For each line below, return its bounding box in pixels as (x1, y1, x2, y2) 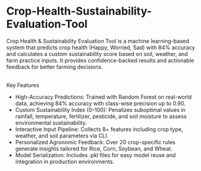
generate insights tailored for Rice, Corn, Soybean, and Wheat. (15, 145, 172, 152)
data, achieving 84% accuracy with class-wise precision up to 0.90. (15, 99, 186, 107)
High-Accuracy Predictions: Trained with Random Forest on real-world (15, 93, 192, 100)
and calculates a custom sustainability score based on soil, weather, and (6, 50, 188, 57)
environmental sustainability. (15, 119, 87, 126)
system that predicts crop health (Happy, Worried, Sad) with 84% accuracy (6, 44, 196, 51)
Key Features (6, 81, 40, 89)
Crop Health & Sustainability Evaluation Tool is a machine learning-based (6, 37, 189, 44)
